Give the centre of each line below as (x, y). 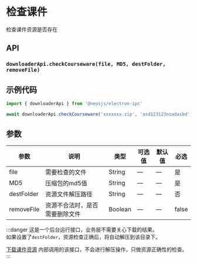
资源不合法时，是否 (72, 205)
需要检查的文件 (66, 172)
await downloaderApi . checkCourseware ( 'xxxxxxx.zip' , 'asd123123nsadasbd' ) (99, 114)
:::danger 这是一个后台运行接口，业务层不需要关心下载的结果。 (82, 229)
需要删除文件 (63, 214)
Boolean (120, 209)
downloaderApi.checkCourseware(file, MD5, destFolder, (86, 64)
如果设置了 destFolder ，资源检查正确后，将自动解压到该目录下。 (84, 237)
